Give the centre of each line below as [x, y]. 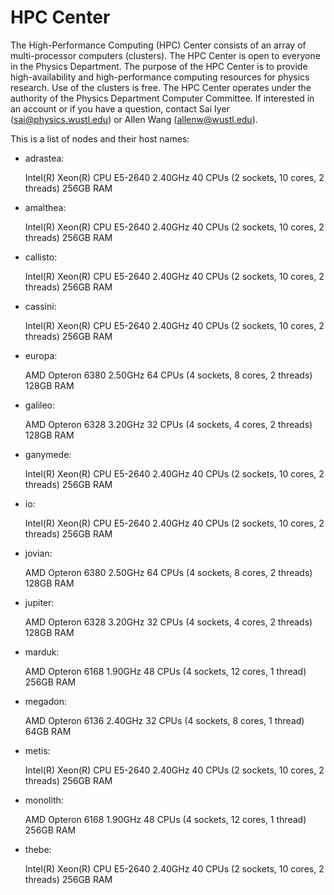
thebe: [38, 849]
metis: [37, 750]
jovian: [38, 553]
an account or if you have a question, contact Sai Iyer [120, 108]
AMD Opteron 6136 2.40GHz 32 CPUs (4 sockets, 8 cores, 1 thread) [164, 720]
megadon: [45, 701]
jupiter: [39, 602]
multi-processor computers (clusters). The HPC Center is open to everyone [165, 55]
